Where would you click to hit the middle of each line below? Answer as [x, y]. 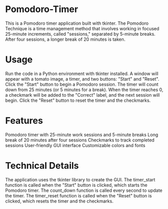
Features [24, 121]
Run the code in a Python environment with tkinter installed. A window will [82, 74]
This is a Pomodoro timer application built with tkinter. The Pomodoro [77, 23]
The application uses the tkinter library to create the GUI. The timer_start [80, 179]
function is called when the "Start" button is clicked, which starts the [76, 185]
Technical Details [42, 166]
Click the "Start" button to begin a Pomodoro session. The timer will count [82, 84]
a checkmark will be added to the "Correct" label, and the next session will [82, 95]
